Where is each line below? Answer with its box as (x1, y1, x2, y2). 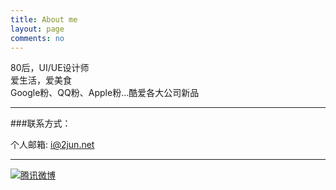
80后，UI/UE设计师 (10, 62, 90, 74)
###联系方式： (10, 117, 72, 130)
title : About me (10, 14, 78, 25)
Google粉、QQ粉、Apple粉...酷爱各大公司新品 (10, 87, 200, 99)
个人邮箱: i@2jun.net (10, 139, 95, 151)
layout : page (10, 24, 65, 34)
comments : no (10, 33, 65, 43)
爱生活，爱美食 (10, 74, 72, 86)
